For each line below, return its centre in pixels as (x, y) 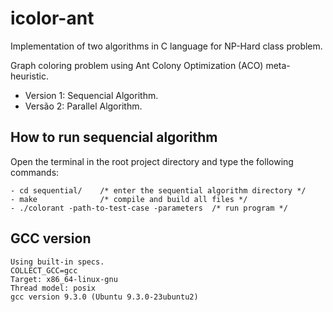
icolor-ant (52, 18)
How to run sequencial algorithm (114, 137)
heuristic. (29, 76)
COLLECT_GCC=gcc (44, 270)
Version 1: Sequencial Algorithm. (91, 95)
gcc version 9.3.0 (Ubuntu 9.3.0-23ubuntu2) (104, 297)
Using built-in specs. (57, 262)
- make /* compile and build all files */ (129, 199)
